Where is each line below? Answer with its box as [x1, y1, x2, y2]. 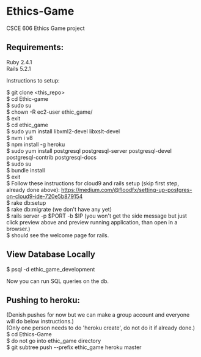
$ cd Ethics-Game [6, 331, 52, 338]
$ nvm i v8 [6, 134, 33, 141]
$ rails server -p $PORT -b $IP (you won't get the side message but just [6, 212, 188, 219]
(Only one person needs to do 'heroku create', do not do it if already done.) [6, 324, 196, 331]
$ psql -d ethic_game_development [6, 265, 95, 273]
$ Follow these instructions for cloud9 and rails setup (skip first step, [6, 179, 179, 187]
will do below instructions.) [6, 318, 75, 325]
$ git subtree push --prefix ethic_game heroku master [6, 344, 142, 351]
